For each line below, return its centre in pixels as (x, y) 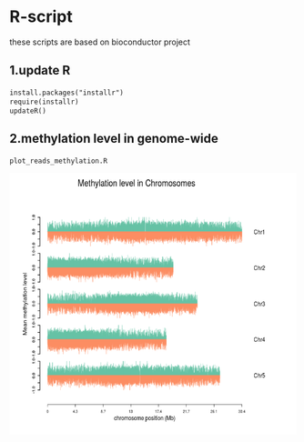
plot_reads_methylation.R (58, 161)
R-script (41, 17)
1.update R (40, 70)
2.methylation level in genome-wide (114, 139)
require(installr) (44, 102)
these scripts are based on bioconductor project (100, 42)
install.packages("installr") (67, 93)
